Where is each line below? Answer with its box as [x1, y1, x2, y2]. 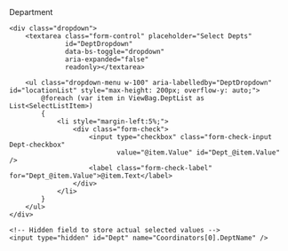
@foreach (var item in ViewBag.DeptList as [41, 94, 204, 103]
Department [9, 7, 53, 17]
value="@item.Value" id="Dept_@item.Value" [116, 148, 280, 157]
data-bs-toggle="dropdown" [65, 47, 165, 56]
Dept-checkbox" [9, 140, 66, 149]
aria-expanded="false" [65, 55, 149, 64]
